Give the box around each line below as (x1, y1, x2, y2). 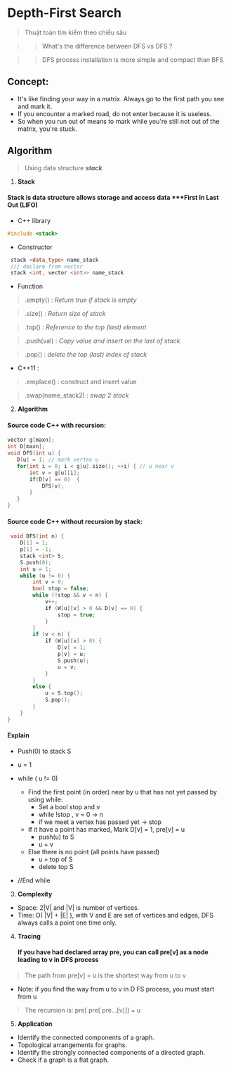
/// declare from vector (10, 262, 83, 270)
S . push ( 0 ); (20, 559, 52, 566)
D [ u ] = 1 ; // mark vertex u (16, 456, 99, 464)
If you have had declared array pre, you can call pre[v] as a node (17, 948, 209, 956)
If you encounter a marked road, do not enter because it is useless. (17, 109, 212, 118)
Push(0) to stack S (17, 747, 72, 755)
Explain (7, 731, 29, 740)
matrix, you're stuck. (17, 125, 77, 133)
